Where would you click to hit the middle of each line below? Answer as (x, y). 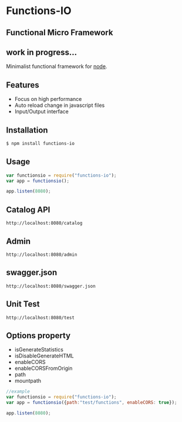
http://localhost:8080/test (41, 318)
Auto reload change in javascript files (60, 105)
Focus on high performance (48, 99)
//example (18, 391)
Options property (38, 335)
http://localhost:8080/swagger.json (51, 286)
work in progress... (42, 52)
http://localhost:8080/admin (42, 254)
